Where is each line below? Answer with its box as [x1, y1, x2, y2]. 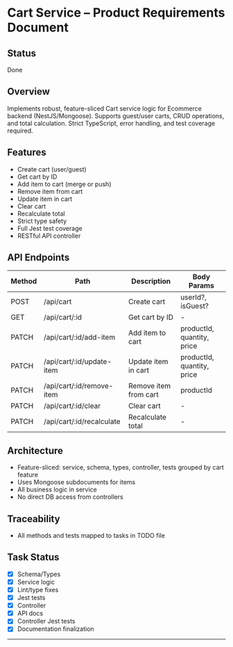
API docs [17, 609, 44, 618]
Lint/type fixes [17, 586, 59, 593]
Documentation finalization [17, 625, 95, 633]
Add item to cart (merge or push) [17, 179, 112, 188]
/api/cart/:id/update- [44, 357, 112, 366]
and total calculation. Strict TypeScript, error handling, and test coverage [7, 119, 216, 127]
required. [7, 126, 33, 135]
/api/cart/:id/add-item [44, 332, 116, 342]
